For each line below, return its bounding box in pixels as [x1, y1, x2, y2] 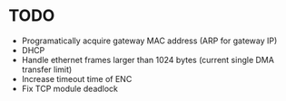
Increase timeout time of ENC [21, 73, 133, 84]
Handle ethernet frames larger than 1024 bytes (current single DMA [21, 54, 274, 65]
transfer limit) [21, 64, 73, 75]
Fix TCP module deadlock [21, 83, 119, 94]
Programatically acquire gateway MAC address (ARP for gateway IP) [21, 35, 278, 46]
